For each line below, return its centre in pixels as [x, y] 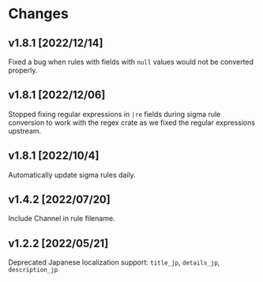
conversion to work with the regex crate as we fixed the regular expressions [131, 122]
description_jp [33, 270]
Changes [38, 14]
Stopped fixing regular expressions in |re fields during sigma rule [115, 114]
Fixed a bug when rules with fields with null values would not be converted [131, 62]
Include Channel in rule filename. [62, 219]
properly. [23, 70]
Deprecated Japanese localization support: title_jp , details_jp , [114, 262]
